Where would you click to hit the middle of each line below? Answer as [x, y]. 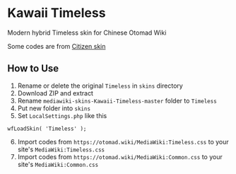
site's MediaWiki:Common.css [58, 164]
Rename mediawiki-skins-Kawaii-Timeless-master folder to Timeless [117, 100]
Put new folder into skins [54, 108]
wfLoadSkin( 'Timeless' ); [47, 129]
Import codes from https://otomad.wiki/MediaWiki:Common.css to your [120, 156]
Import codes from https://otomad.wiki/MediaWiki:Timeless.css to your [123, 141]
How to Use [33, 69]
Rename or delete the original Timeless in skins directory [100, 86]
